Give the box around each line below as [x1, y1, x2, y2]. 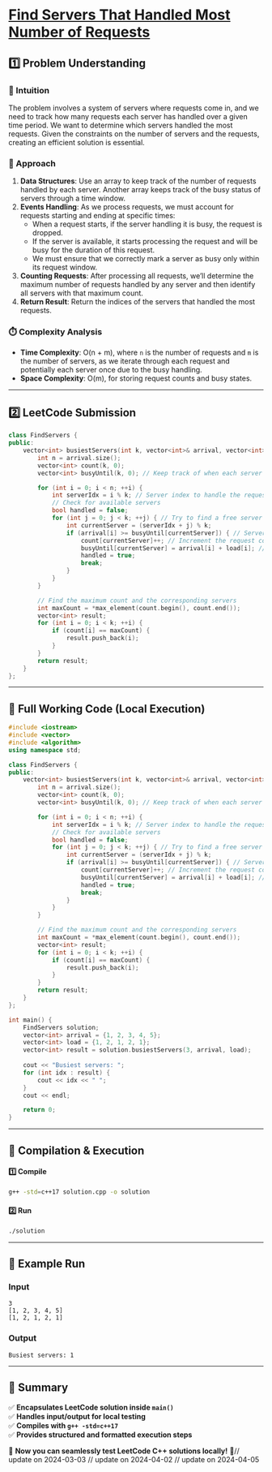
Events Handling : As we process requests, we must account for [19, 202, 235, 212]
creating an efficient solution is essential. [8, 137, 146, 147]
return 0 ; [23, 1106, 57, 1114]
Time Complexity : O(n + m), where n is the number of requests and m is [19, 347, 259, 358]
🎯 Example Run [8, 1257, 86, 1271]
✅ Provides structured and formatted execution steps [8, 1430, 193, 1440]
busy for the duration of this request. [32, 245, 155, 255]
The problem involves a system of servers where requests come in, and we [8, 103, 259, 113]
